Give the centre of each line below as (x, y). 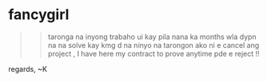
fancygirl (39, 15)
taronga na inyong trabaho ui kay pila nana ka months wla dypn (152, 37)
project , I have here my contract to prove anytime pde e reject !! (153, 53)
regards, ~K (28, 68)
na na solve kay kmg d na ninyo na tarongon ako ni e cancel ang (153, 45)
